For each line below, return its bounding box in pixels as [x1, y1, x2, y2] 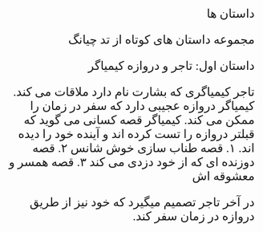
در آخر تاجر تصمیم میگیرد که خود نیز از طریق [29, 195, 255, 210]
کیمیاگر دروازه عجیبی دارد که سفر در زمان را [29, 99, 255, 113]
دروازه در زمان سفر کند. [132, 210, 255, 223]
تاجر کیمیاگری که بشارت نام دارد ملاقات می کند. [13, 85, 255, 99]
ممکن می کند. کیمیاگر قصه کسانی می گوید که [23, 113, 255, 127]
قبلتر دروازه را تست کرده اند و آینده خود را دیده [18, 127, 255, 141]
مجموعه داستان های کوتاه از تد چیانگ [68, 33, 255, 47]
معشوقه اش [192, 169, 255, 183]
